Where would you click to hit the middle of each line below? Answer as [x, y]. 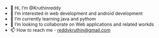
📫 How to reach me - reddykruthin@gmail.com [60, 30]
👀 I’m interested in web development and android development [76, 13]
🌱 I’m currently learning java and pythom [53, 19]
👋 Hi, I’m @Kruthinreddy [36, 8]
